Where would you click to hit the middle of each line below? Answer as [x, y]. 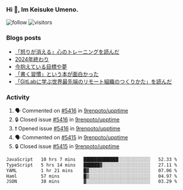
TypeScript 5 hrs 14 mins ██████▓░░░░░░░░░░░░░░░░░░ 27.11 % [92, 165]
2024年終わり [32, 59]
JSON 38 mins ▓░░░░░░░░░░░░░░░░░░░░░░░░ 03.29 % [92, 182]
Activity [18, 97]
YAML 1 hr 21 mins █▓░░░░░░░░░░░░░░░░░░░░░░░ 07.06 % [92, 170]
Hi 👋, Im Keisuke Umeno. [42, 10]
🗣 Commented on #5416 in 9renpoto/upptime [71, 110]
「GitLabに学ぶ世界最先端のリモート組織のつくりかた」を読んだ [93, 81]
